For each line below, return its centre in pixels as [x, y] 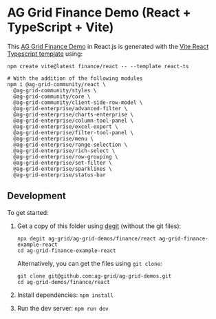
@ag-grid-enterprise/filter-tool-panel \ [74, 132]
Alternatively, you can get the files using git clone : [90, 263]
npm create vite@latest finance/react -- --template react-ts [98, 66]
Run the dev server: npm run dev [63, 308]
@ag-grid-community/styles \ [55, 90]
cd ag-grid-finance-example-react [66, 250]
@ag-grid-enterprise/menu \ [54, 138]
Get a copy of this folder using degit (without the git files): [99, 226]
